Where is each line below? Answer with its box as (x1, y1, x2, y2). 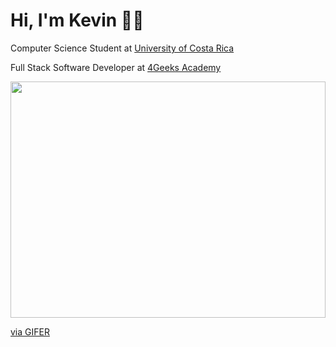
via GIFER (10, 325, 50, 338)
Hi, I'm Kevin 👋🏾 (10, 9, 145, 32)
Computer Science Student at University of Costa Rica (10, 42, 235, 54)
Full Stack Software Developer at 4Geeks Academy (10, 61, 222, 73)
